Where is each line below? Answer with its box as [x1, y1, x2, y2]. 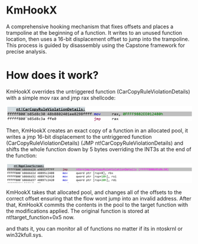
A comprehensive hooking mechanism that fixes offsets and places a [6, 23, 174, 30]
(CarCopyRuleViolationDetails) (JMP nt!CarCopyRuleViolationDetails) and [6, 139, 184, 147]
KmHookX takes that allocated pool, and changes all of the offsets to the [6, 189, 182, 196]
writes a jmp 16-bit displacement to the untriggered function [6, 133, 152, 141]
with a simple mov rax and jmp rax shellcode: [6, 94, 116, 101]
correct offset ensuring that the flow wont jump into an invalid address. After [6, 195, 192, 202]
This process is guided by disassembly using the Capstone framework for [6, 42, 186, 49]
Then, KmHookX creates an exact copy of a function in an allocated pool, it [6, 127, 189, 134]
